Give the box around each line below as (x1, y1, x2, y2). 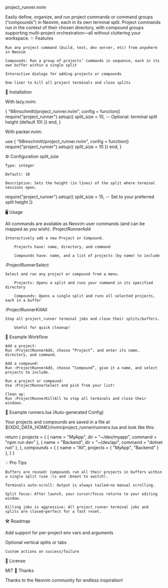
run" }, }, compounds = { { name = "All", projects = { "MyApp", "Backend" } (5, 445, 159, 450)
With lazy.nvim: (5, 99, 36, 105)
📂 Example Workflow (5, 334, 48, 340)
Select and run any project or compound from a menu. (5, 272, 120, 277)
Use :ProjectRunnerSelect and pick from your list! (5, 383, 115, 388)
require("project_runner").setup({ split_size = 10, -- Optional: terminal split (5, 114, 157, 120)
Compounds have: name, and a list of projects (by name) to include (14, 253, 160, 258)
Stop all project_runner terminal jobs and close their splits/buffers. (5, 316, 160, 321)
